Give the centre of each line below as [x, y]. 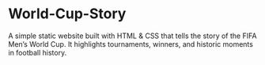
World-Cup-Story [67, 14]
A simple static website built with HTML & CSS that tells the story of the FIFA [132, 36]
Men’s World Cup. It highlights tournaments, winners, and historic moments [131, 44]
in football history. [38, 52]
